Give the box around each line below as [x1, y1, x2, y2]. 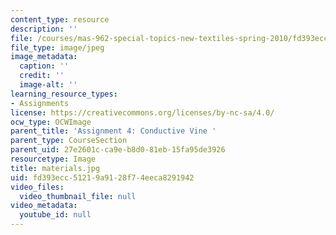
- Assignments [10, 98, 70, 108]
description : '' [10, 24, 78, 34]
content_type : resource [10, 14, 110, 25]
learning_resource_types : [10, 89, 118, 99]
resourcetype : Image [10, 154, 97, 164]
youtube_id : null [19, 210, 92, 220]
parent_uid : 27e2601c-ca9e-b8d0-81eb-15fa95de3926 [10, 145, 226, 155]
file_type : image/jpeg [10, 42, 105, 53]
